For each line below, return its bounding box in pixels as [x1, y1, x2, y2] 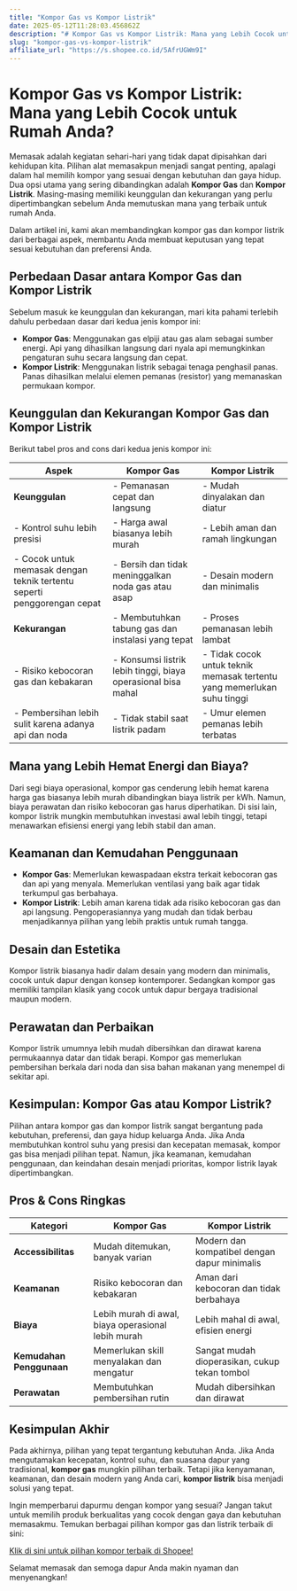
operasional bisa [112, 675, 181, 688]
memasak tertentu [202, 670, 278, 682]
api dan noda [13, 729, 68, 741]
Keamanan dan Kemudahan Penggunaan [9, 846, 239, 861]
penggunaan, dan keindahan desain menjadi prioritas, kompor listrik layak [9, 1158, 278, 1168]
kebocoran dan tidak [194, 1282, 281, 1294]
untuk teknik [202, 659, 254, 671]
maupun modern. [9, 994, 72, 1004]
